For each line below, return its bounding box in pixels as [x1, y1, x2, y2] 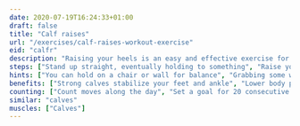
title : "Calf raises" [9, 29, 90, 38]
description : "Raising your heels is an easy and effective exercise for [9, 54, 290, 63]
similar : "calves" [9, 95, 78, 105]
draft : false [9, 21, 58, 30]
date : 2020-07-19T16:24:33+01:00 [9, 12, 134, 22]
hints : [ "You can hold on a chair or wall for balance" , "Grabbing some [9, 71, 286, 80]
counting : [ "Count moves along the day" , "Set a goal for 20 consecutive [9, 87, 290, 96]
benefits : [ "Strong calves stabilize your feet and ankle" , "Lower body [9, 79, 286, 88]
